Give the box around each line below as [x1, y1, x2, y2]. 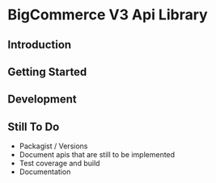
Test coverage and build [19, 159, 100, 168]
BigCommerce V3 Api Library [7, 6, 208, 24]
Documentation [19, 167, 71, 177]
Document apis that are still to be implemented [19, 150, 176, 160]
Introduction [7, 38, 72, 52]
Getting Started [7, 64, 87, 78]
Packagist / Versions [19, 141, 88, 151]
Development [7, 93, 78, 106]
